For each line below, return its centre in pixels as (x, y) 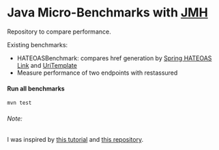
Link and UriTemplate (47, 65)
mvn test (19, 103)
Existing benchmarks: (38, 45)
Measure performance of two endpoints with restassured (97, 73)
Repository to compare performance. (59, 32)
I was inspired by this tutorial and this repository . (75, 140)
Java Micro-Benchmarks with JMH (107, 13)
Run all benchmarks (36, 88)
